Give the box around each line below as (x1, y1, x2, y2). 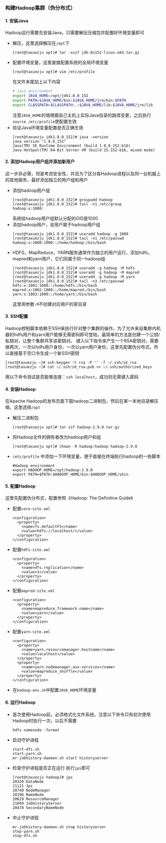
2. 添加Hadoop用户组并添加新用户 (5, 159, 75, 165)
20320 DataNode (12, 779, 44, 784)
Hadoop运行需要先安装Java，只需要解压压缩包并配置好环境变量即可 (5, 30, 145, 36)
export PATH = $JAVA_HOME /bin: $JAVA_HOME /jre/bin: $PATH (12, 98, 126, 103)
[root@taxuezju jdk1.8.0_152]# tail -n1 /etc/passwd (12, 236, 124, 241)
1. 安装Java (5, 17, 29, 23)
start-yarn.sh (12, 751, 42, 756)
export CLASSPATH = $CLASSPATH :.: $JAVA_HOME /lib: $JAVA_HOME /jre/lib (12, 102, 153, 107)
